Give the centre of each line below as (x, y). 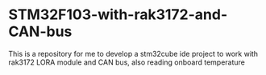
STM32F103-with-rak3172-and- (118, 15)
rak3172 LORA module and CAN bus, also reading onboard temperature (127, 62)
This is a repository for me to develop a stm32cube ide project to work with (133, 53)
